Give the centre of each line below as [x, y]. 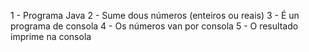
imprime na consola [51, 36]
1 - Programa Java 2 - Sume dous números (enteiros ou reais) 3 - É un [155, 15]
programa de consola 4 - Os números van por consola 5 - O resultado [154, 26]
